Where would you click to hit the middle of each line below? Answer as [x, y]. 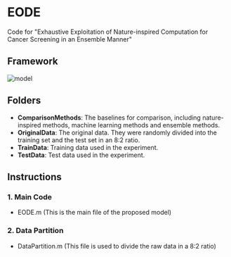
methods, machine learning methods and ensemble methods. [131, 125]
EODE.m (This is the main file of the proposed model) [94, 213]
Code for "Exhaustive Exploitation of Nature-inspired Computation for [108, 32]
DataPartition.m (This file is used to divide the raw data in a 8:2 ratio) [117, 246]
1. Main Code [30, 196]
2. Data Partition [35, 231]
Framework [33, 62]
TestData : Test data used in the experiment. [81, 155]
